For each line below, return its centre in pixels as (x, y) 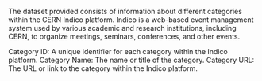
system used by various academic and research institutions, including (122, 28)
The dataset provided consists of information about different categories (125, 11)
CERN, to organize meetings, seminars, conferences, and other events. (124, 36)
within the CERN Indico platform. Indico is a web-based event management (131, 20)
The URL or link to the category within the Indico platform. (103, 68)
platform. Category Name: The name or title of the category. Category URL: (131, 60)
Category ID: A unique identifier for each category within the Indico (118, 52)
